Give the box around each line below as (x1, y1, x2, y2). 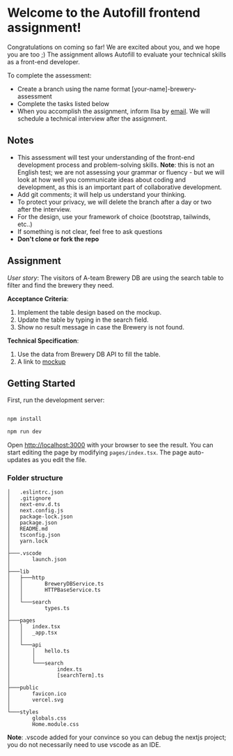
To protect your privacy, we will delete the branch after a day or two (17, 198, 212, 206)
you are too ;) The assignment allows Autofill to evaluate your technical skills (7, 50, 227, 59)
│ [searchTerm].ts (7, 672, 104, 679)
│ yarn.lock (7, 538, 49, 545)
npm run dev (7, 428, 42, 436)
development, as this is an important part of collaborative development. (17, 183, 223, 191)
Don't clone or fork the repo (17, 235, 99, 243)
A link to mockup (17, 357, 66, 366)
